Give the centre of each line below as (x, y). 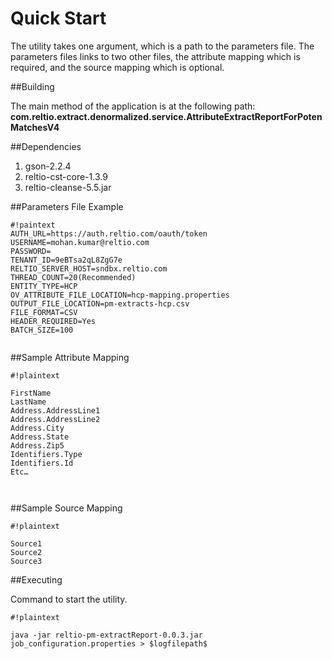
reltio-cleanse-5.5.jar (68, 187)
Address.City (37, 428)
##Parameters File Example (67, 206)
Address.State (40, 437)
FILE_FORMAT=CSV (44, 312)
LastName (28, 402)
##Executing (36, 579)
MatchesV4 (35, 127)
